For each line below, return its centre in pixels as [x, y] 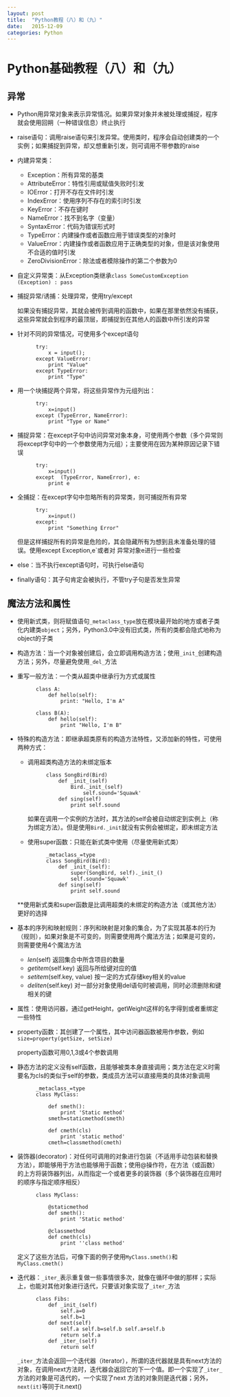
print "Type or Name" [79, 422]
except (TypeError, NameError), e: [88, 478]
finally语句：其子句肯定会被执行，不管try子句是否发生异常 [99, 580]
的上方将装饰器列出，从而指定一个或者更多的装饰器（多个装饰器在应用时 [119, 1174]
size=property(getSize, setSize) [65, 1039]
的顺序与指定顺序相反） [50, 1182]
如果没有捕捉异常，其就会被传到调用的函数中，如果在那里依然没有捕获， [119, 311]
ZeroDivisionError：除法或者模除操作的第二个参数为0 [102, 261]
